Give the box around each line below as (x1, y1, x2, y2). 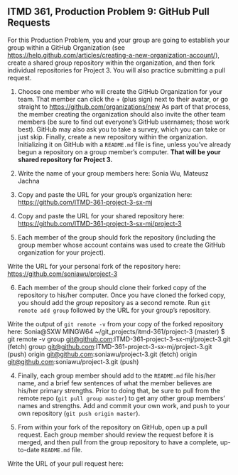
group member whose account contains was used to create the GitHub (17, 240, 226, 249)
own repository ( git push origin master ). (17, 409, 141, 417)
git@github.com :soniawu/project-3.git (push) (7, 357, 139, 365)
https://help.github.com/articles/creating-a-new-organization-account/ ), (7, 50, 220, 59)
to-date (17, 445, 40, 454)
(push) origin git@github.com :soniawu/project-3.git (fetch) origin (7, 350, 198, 358)
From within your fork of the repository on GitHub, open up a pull (17, 422, 207, 431)
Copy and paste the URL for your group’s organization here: (17, 190, 193, 198)
